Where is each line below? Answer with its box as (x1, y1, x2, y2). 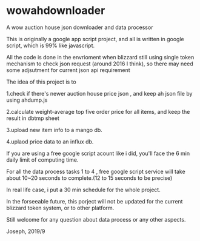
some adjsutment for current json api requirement (6, 66, 130, 73)
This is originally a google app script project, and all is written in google (6, 35, 184, 42)
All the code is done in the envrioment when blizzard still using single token (6, 53, 195, 61)
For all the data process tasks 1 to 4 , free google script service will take (6, 168, 186, 175)
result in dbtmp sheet (6, 114, 59, 122)
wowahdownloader (6, 4, 105, 18)
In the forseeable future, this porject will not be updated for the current (6, 197, 183, 205)
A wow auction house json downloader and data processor (6, 24, 153, 31)
